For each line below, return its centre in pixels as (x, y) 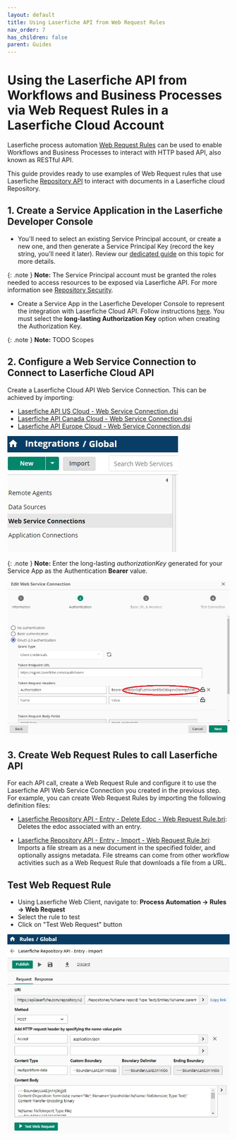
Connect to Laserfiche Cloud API (81, 373)
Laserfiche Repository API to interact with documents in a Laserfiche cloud (116, 181)
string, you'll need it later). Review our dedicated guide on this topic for (121, 253)
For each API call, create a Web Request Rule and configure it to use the (112, 783)
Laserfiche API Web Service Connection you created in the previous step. (114, 791)
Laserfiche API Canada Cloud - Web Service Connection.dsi (105, 418)
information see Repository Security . (60, 290)
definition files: (29, 806)
